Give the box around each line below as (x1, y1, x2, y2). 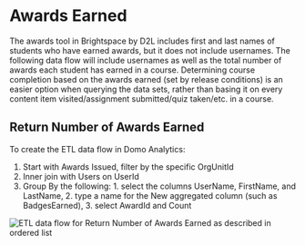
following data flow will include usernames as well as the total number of (9, 54, 282, 65)
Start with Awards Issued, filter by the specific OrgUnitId (22, 161, 234, 172)
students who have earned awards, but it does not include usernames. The (9, 44, 291, 55)
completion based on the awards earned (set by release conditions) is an (9, 73, 284, 84)
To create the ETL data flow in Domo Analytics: (9, 143, 186, 154)
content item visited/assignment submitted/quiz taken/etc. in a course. (9, 93, 275, 104)
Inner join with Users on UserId (22, 171, 139, 181)
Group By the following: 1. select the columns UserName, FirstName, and (22, 181, 296, 191)
